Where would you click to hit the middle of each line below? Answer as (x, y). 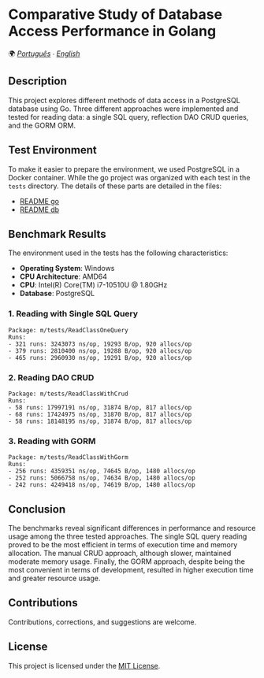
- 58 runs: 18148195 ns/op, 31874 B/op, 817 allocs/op (100, 421)
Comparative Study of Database (115, 15)
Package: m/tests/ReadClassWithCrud (68, 394)
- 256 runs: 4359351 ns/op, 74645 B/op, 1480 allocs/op (102, 471)
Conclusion (37, 509)
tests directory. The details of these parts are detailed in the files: (115, 186)
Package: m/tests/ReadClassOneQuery (68, 330)
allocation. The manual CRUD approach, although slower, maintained (120, 554)
